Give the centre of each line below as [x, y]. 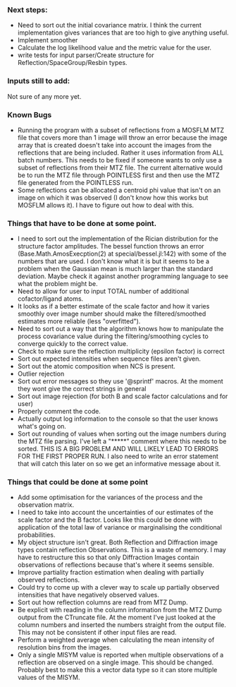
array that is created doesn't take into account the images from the [114, 145]
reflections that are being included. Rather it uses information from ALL [120, 153]
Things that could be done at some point [78, 482]
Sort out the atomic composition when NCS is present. [97, 366]
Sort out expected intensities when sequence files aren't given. [109, 359]
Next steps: [27, 10]
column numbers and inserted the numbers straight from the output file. [122, 625]
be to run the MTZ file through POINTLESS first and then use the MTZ [118, 175]
